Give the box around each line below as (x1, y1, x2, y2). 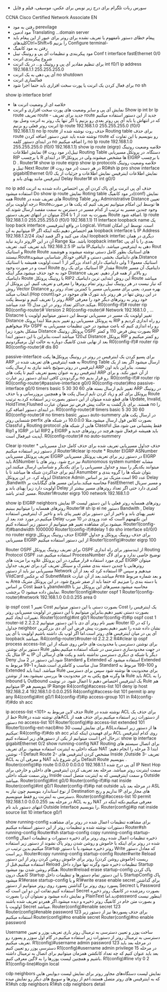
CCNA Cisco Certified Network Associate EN (5, 14, 97, 20)
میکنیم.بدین (22, 846, 44, 851)
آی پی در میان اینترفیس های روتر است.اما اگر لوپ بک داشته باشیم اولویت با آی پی (5, 630, 157, 636)
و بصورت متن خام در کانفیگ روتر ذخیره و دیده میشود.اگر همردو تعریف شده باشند (5, 898, 156, 904)
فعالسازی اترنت (12, 77, 43, 83)
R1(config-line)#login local (5, 961, 59, 967)
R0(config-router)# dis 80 (5, 344, 58, 350)
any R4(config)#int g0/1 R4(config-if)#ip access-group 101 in (5, 694, 130, 700)
